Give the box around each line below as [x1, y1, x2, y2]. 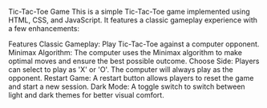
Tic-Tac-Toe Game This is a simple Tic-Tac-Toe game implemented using [8, 7, 250, 16]
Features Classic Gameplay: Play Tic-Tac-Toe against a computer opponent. [8, 39, 260, 49]
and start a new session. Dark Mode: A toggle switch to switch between [8, 82, 246, 91]
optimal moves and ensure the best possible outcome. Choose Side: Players [8, 56, 260, 66]
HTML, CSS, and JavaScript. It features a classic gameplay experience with [8, 15, 258, 25]
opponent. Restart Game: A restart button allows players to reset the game [8, 74, 254, 82]
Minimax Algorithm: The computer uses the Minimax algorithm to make [8, 48, 243, 57]
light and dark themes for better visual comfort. [8, 90, 164, 99]
